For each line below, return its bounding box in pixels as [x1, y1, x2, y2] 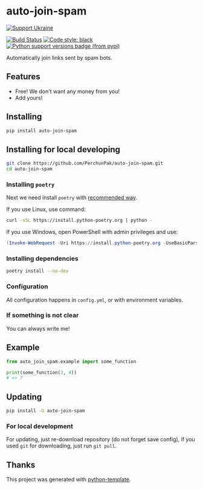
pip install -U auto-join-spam [6, 408, 85, 414]
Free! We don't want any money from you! [14, 88, 120, 95]
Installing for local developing [6, 144, 121, 155]
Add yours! [14, 94, 43, 101]
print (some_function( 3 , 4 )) [6, 369, 77, 375]
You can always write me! [6, 325, 71, 332]
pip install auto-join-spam [6, 128, 77, 134]
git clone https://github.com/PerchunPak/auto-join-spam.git [6, 160, 164, 167]
